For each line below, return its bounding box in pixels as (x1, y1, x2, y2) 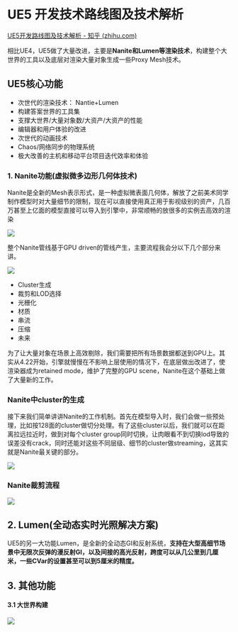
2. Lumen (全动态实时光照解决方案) (7, 519, 159, 531)
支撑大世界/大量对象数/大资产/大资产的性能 (17, 116, 143, 124)
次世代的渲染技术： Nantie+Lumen (17, 98, 119, 106)
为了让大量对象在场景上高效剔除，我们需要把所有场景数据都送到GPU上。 (7, 349, 220, 357)
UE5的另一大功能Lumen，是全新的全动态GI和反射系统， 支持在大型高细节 (7, 539, 220, 548)
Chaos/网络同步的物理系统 (17, 143, 95, 151)
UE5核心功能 (7, 78, 64, 90)
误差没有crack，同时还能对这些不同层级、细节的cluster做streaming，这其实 (7, 439, 228, 448)
